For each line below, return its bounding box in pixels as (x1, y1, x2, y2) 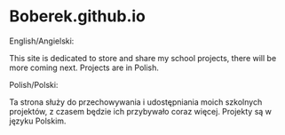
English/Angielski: (9, 36, 75, 46)
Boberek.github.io (9, 6, 146, 27)
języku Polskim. (9, 115, 67, 126)
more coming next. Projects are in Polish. (9, 62, 160, 73)
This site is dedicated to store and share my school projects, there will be (9, 52, 277, 63)
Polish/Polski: (9, 79, 59, 90)
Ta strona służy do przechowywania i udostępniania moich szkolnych (9, 96, 263, 107)
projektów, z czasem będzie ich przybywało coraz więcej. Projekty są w (9, 106, 273, 116)
